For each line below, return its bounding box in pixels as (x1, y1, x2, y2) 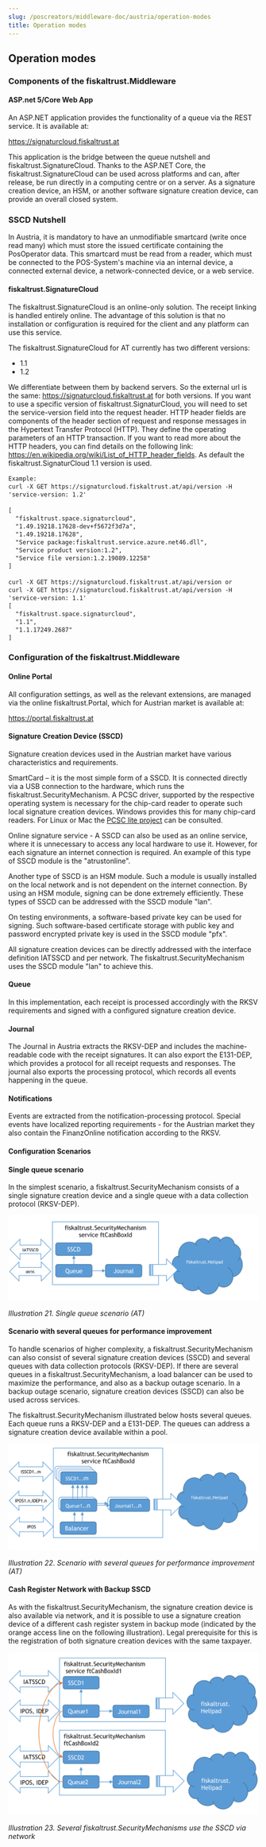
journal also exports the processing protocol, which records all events (8, 1067, 237, 1077)
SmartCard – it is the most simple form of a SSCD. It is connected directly (8, 772, 248, 783)
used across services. (8, 1394, 81, 1404)
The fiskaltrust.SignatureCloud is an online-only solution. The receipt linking (8, 302, 256, 312)
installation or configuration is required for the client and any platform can (8, 319, 249, 329)
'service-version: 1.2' (8, 490, 87, 499)
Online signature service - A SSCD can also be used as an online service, (8, 830, 248, 840)
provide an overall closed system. (8, 195, 118, 204)
